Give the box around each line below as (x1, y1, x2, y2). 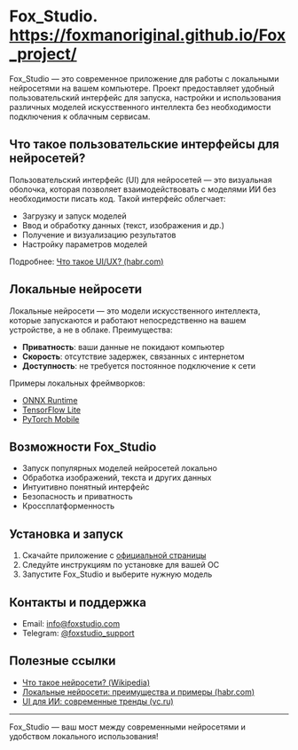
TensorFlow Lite (21, 404, 82, 415)
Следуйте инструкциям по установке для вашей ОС (21, 560, 220, 570)
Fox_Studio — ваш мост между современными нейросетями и (9, 722, 246, 732)
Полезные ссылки (9, 653, 116, 668)
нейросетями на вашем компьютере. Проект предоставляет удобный (9, 83, 275, 93)
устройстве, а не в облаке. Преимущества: (9, 324, 173, 335)
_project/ (9, 44, 77, 64)
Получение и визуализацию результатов (21, 229, 176, 240)
